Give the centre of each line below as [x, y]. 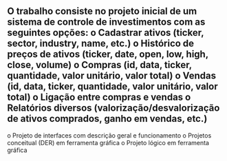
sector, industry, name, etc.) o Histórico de [101, 44]
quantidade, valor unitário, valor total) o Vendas [112, 76]
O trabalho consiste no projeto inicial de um [102, 11]
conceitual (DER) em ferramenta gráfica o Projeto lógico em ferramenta [108, 142]
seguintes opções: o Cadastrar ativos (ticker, [106, 33]
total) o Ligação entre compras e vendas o [99, 97]
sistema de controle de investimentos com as [106, 22]
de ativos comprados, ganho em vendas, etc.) [107, 119]
